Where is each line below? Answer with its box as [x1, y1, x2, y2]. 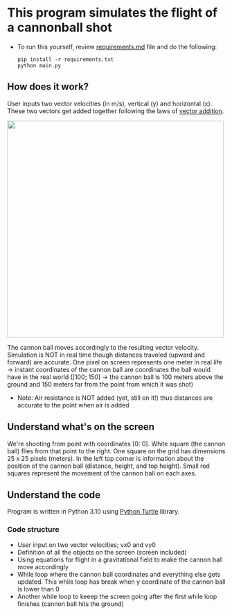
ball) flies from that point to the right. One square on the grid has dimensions [7, 446, 226, 455]
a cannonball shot [7, 19, 112, 35]
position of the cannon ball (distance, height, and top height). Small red [7, 462, 210, 470]
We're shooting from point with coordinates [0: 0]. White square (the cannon [7, 439, 226, 448]
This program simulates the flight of [7, 5, 218, 21]
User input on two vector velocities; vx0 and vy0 [17, 540, 156, 549]
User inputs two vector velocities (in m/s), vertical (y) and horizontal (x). [7, 99, 213, 108]
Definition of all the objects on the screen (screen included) [17, 548, 187, 556]
